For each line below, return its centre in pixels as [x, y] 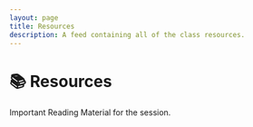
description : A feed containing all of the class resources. [127, 34]
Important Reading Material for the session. [90, 112]
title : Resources [42, 26]
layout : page [34, 18]
